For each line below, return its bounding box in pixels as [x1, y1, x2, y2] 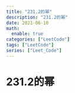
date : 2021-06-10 [6, 20, 49, 26]
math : [6, 25, 19, 32]
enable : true [11, 31, 44, 37]
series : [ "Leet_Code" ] [6, 48, 62, 54]
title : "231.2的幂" [6, 8, 53, 15]
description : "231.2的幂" [6, 14, 68, 20]
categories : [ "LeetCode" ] [6, 36, 70, 42]
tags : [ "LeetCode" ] [6, 42, 54, 48]
